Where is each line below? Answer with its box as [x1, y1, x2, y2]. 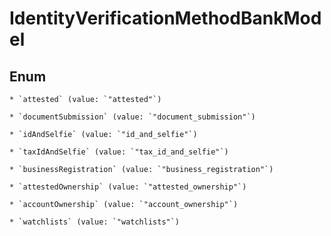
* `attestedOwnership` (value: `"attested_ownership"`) [9, 182, 247, 192]
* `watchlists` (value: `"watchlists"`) [9, 217, 181, 227]
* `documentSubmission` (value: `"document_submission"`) [9, 112, 256, 122]
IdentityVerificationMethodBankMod [9, 7, 322, 30]
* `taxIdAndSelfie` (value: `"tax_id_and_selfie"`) [9, 147, 229, 157]
